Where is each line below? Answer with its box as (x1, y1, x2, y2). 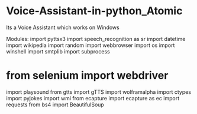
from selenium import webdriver (6, 69, 169, 83)
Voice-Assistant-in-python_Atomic (6, 4, 183, 18)
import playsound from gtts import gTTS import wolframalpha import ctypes (6, 88, 191, 96)
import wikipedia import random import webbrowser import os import (6, 42, 175, 49)
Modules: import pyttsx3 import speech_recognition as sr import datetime (6, 35, 186, 42)
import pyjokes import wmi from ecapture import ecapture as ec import (6, 94, 179, 102)
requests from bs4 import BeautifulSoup (6, 101, 105, 108)
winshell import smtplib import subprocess (6, 47, 111, 55)
